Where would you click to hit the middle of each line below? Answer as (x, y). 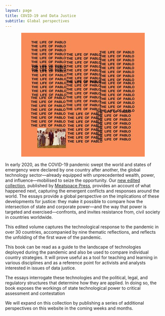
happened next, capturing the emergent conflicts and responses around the (82, 191)
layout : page (19, 10)
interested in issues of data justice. (41, 268)
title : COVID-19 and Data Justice (41, 16)
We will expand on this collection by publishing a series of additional (75, 303)
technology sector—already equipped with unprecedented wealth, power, (80, 175)
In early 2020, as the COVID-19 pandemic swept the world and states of (78, 165)
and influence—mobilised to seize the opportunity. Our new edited (73, 180)
